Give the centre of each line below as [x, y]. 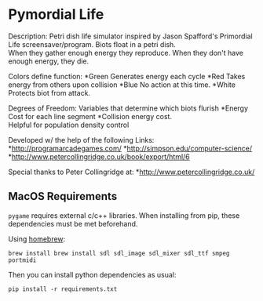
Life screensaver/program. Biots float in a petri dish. [92, 44]
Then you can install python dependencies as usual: [92, 274]
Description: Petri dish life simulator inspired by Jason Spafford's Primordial [130, 36]
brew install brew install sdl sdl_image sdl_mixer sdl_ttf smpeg [119, 253]
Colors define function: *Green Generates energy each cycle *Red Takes [127, 76]
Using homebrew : [37, 239]
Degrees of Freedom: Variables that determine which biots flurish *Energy [128, 108]
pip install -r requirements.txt [63, 289]
